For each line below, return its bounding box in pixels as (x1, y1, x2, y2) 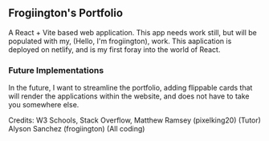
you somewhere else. (8, 100, 79, 110)
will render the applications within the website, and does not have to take (8, 91, 250, 101)
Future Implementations (8, 64, 104, 75)
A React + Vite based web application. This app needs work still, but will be (8, 27, 257, 37)
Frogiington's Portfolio (8, 6, 123, 20)
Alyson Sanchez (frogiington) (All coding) (8, 124, 145, 134)
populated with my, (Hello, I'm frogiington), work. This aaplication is (8, 36, 232, 46)
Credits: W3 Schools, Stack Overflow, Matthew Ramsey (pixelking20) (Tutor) (8, 115, 261, 125)
